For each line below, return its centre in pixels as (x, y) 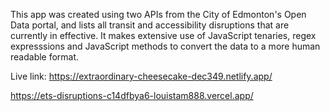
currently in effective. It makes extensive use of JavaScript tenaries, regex (163, 35)
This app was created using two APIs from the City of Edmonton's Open (158, 14)
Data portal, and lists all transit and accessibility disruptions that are (150, 25)
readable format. (45, 57)
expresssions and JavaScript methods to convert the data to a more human (165, 46)
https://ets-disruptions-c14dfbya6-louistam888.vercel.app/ (132, 95)
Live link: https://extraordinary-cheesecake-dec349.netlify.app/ (141, 76)
